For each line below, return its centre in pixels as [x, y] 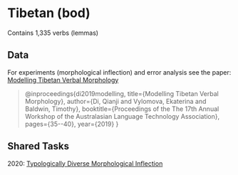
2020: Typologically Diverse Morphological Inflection [85, 163]
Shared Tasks [38, 146]
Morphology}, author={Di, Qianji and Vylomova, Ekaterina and [115, 101]
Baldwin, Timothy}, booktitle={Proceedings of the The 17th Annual [122, 109]
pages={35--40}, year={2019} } [72, 124]
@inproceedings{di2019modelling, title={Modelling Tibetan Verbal [121, 93]
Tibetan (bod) [49, 13]
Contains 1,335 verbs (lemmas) [53, 33]
